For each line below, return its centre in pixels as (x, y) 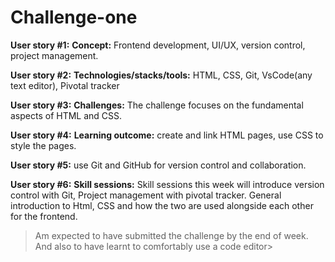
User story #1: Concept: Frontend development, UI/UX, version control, (158, 45)
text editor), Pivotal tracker (65, 85)
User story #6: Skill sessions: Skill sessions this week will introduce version (167, 184)
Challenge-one (74, 17)
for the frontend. (44, 216)
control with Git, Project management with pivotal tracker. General (146, 195)
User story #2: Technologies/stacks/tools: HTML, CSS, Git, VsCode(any (161, 75)
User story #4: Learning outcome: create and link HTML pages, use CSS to (167, 135)
